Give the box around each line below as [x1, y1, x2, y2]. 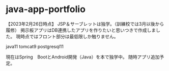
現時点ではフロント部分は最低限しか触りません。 [15, 33, 119, 39]
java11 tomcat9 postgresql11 [6, 43, 64, 49]
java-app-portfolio [6, 4, 86, 15]
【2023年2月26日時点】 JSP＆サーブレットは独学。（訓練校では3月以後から [6, 21, 164, 27]
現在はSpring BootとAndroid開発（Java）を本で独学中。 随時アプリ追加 [6, 54, 160, 60]
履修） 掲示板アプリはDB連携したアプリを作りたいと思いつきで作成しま [6, 27, 156, 33]
